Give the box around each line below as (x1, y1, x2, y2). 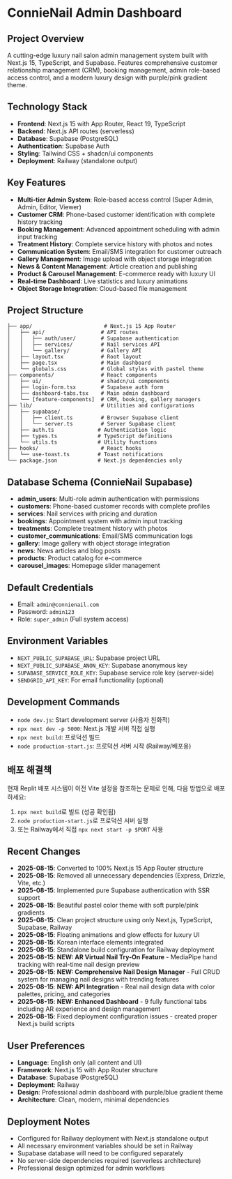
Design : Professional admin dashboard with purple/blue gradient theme (17, 1088, 224, 1097)
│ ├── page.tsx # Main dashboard (7, 359, 151, 367)
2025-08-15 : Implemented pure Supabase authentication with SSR (17, 886, 210, 894)
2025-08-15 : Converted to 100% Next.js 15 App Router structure (17, 864, 204, 873)
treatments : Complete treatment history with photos (17, 525, 169, 533)
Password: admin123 (17, 608, 75, 616)
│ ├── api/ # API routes (7, 329, 139, 336)
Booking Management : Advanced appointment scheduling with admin (17, 225, 220, 233)
